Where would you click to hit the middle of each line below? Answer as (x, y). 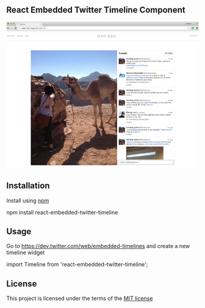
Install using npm (28, 200)
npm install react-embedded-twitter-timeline (62, 212)
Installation (28, 186)
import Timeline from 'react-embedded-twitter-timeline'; (77, 265)
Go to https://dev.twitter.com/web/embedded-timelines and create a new (98, 246)
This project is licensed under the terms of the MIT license (80, 298)
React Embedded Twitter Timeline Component (96, 10)
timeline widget (26, 252)
